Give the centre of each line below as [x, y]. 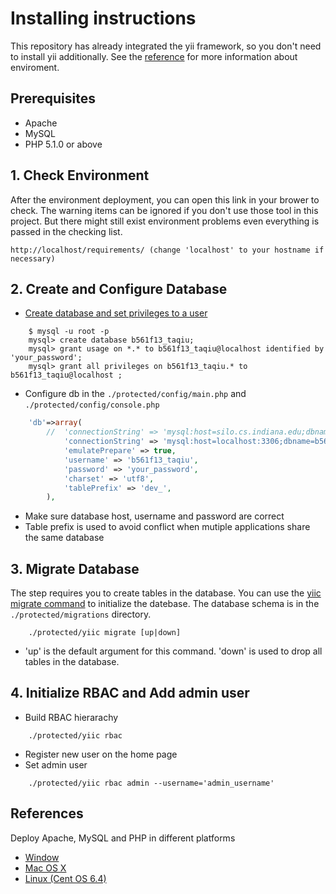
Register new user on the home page [101, 754]
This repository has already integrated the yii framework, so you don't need [166, 46]
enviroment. [35, 67]
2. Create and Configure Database [119, 288]
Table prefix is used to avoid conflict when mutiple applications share [167, 527]
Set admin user [56, 764]
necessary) [33, 258]
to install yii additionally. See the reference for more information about [154, 56]
